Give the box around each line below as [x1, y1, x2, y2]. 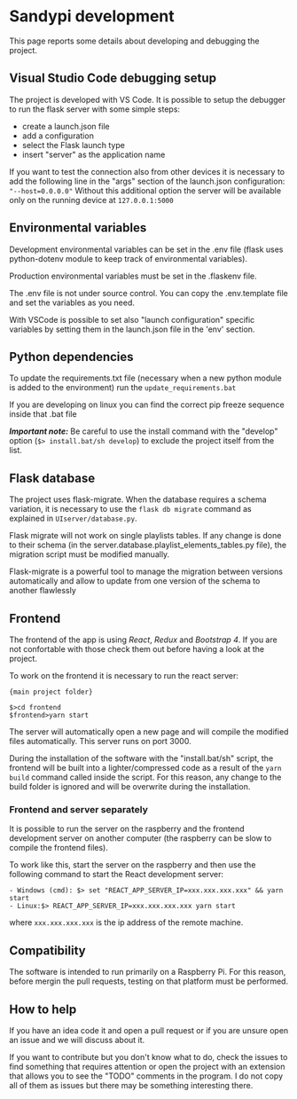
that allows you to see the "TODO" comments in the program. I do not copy [9, 1071, 284, 1081]
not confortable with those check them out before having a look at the [9, 644, 264, 654]
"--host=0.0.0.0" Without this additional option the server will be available [9, 184, 282, 196]
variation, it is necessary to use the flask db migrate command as [9, 504, 252, 514]
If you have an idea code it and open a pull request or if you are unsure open [9, 1024, 289, 1035]
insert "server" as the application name [21, 149, 166, 160]
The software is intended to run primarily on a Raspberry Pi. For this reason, [9, 967, 286, 977]
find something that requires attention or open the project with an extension [9, 1061, 285, 1072]
